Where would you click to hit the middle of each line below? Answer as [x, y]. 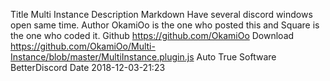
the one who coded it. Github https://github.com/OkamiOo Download [152, 35]
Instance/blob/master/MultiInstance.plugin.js [102, 57]
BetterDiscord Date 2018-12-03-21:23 [88, 67]
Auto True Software [236, 57]
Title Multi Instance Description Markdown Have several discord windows [161, 14]
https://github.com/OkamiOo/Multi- [83, 46]
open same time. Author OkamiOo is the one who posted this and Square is [165, 25]
